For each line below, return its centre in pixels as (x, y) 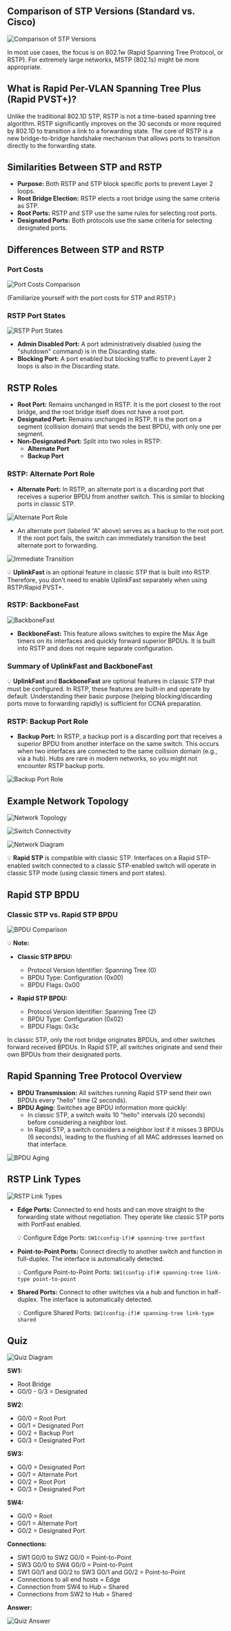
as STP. (28, 206)
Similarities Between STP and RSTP (84, 168)
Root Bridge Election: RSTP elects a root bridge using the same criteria (118, 198)
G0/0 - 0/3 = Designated (52, 1392)
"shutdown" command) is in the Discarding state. (87, 351)
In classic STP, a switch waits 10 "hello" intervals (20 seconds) (116, 1115)
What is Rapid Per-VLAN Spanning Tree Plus (104, 89)
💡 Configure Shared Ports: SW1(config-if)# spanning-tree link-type (115, 1312)
